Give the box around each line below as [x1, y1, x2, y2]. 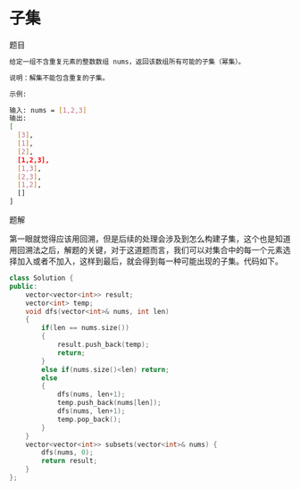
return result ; [41, 457, 98, 466]
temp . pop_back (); [56, 415, 122, 424]
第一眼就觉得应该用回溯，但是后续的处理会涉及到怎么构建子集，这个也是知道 [9, 233, 291, 244]
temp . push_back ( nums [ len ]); [56, 399, 162, 408]
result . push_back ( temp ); [56, 341, 150, 350]
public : [9, 282, 38, 291]
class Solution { [9, 274, 74, 283]
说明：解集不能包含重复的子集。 [9, 73, 110, 82]
